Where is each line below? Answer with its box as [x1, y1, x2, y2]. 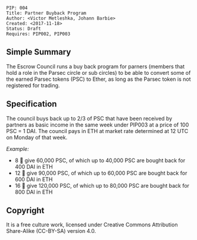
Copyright [6, 206, 45, 216]
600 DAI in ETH [14, 175, 53, 183]
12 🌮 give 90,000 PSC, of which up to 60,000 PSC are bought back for [14, 169, 187, 176]
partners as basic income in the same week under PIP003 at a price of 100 [6, 121, 189, 128]
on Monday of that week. [6, 134, 67, 141]
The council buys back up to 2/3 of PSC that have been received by [6, 115, 173, 122]
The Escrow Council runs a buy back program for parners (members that [6, 62, 185, 70]
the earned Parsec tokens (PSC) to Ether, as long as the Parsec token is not [6, 75, 191, 83]
